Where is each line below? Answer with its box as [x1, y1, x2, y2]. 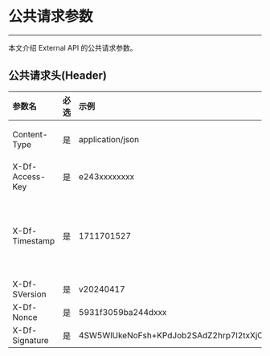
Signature [12, 334, 50, 346]
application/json [79, 133, 140, 145]
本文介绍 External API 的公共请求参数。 [8, 43, 138, 52]
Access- [12, 170, 46, 182]
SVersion [12, 288, 47, 300]
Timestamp [12, 235, 55, 246]
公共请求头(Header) [8, 69, 107, 83]
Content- [12, 129, 48, 140]
